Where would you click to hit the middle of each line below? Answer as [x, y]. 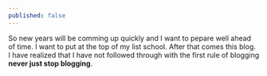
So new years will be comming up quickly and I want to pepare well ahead [130, 38]
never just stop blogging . [51, 63]
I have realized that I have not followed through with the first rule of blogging [134, 55]
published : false [37, 15]
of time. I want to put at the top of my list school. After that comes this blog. [132, 46]
